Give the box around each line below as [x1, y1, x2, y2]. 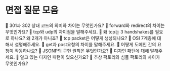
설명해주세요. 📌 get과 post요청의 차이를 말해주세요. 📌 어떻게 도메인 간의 [14, 41, 156, 47]
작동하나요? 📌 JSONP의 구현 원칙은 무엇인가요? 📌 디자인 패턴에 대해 [14, 48, 149, 54]
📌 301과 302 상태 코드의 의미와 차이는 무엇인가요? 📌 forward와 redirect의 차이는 [5, 22, 165, 28]
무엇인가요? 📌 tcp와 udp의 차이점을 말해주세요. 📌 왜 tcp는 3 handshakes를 [5, 28, 154, 34]
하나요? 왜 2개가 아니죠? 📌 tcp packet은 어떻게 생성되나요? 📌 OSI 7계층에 [10, 35, 156, 41]
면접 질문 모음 [5, 5, 59, 16]
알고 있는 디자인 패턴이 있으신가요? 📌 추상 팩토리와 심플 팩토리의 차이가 [20, 54, 160, 60]
